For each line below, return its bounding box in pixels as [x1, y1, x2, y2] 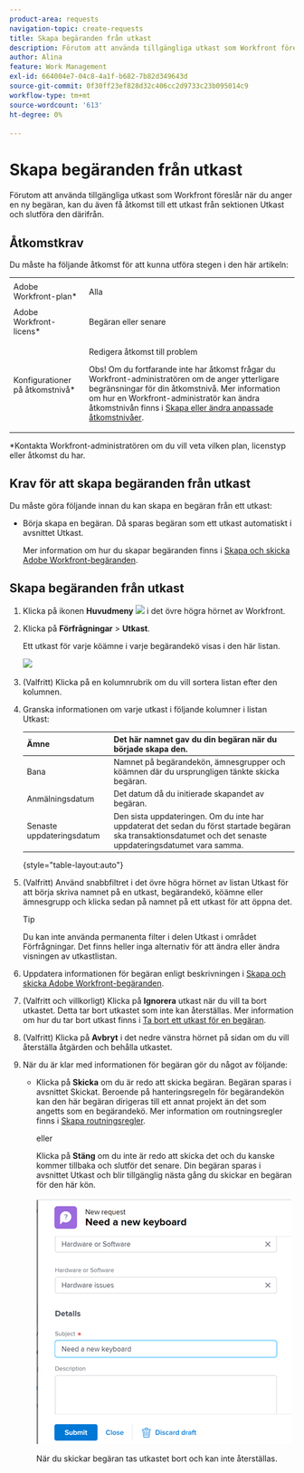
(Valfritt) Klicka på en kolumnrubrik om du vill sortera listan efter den [22, 677, 278, 688]
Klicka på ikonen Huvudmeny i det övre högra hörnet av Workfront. [22, 606, 286, 617]
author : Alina [9, 53, 63, 62]
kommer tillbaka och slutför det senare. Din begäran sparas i [35, 1160, 261, 1172]
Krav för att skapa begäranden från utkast [9, 476, 252, 492]
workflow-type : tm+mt [9, 91, 91, 100]
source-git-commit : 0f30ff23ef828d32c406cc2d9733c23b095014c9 [9, 81, 249, 91]
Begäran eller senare [89, 317, 166, 327]
